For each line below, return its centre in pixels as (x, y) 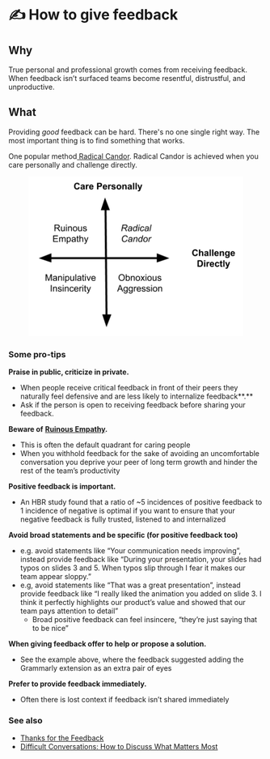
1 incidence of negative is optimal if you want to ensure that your (128, 510)
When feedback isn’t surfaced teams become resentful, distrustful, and (127, 78)
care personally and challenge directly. (73, 164)
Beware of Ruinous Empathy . (58, 429)
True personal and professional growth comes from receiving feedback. (128, 70)
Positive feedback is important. (62, 486)
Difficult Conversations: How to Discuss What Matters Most (119, 747)
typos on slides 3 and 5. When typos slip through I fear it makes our (133, 568)
